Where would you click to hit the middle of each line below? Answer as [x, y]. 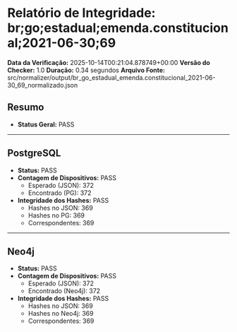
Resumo [26, 107]
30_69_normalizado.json [43, 85]
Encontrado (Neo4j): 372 [64, 291]
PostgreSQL [34, 153]
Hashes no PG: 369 [56, 215]
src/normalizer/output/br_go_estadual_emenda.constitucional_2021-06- [111, 77]
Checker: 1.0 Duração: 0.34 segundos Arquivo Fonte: [86, 70]
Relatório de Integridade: [81, 13]
